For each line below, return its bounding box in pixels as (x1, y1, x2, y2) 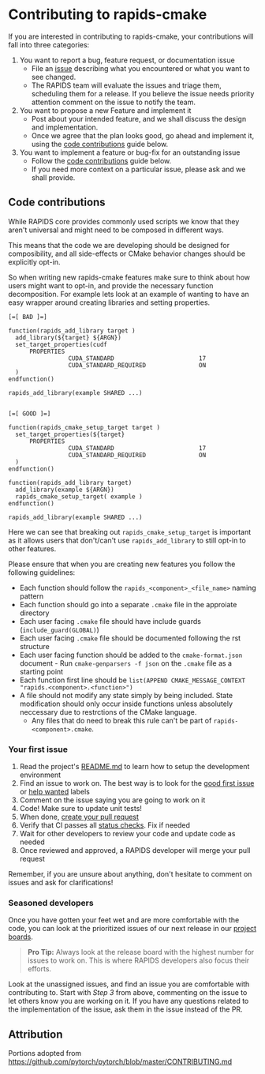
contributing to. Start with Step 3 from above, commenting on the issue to (8, 988, 248, 997)
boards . (8, 932, 34, 941)
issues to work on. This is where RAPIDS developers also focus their (27, 956, 250, 965)
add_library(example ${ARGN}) (15, 486, 114, 494)
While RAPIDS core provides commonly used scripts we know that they (8, 216, 240, 226)
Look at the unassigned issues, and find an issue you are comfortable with (8, 979, 250, 989)
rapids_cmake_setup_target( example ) (15, 492, 144, 501)
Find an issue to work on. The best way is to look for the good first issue (19, 779, 255, 788)
